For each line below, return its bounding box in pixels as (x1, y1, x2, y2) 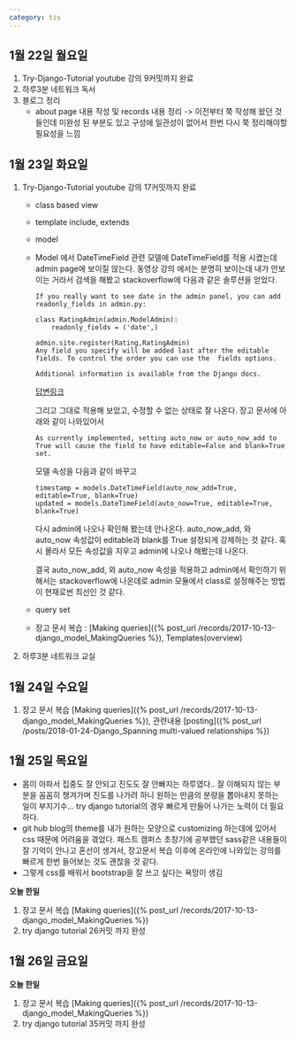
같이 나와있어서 (51, 416, 104, 427)
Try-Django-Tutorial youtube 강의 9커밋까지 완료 (21, 73, 194, 84)
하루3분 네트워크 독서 (21, 84, 96, 95)
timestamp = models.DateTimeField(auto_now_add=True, (34, 484, 238, 492)
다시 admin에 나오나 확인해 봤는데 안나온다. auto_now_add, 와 (34, 523, 252, 534)
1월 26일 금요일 (9, 954, 88, 969)
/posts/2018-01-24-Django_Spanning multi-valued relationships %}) (21, 725, 270, 736)
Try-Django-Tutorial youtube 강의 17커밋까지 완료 (21, 182, 197, 193)
